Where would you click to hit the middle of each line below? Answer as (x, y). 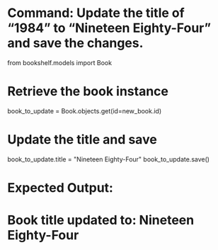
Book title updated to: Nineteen (101, 220)
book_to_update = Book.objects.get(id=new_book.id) (85, 110)
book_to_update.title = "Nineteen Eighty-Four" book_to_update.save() (109, 159)
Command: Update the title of (96, 13)
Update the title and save (82, 140)
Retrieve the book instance (88, 92)
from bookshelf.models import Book (59, 62)
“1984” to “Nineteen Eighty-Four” (109, 28)
